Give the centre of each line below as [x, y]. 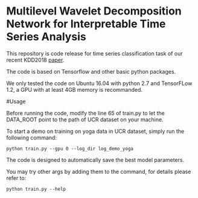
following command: [32, 138]
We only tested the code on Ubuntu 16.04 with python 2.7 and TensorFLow [99, 83]
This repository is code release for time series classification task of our [94, 53]
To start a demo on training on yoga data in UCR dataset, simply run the [95, 131]
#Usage [16, 101]
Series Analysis [46, 37]
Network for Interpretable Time [86, 24]
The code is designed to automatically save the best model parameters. [95, 160]
